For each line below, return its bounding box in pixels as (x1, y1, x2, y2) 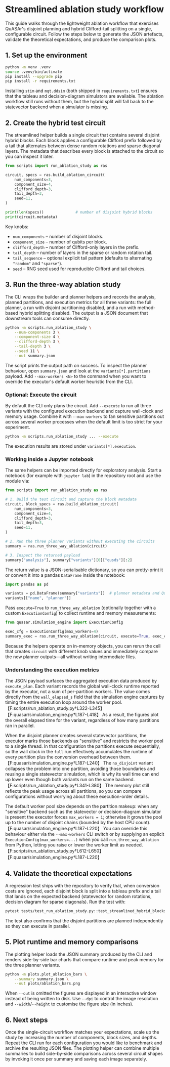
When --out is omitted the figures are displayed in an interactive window (5, 990, 157, 996)
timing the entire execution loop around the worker (5, 699, 111, 705)
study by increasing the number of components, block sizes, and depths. (5, 1035, 158, 1041)
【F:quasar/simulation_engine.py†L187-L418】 (5, 712, 101, 718)
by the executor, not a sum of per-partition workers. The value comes (5, 689, 150, 695)
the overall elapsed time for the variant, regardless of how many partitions (5, 717, 159, 723)
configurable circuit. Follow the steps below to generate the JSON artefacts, (5, 31, 164, 37)
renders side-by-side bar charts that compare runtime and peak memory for (5, 956, 164, 962)
